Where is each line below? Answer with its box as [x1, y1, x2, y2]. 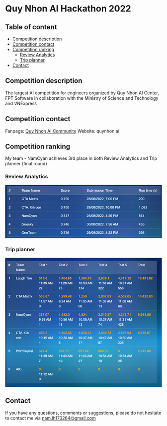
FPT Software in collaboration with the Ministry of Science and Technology [5, 95, 159, 101]
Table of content [5, 23, 57, 31]
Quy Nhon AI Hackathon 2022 [5, 3, 132, 14]
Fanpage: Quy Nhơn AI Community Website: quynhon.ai [5, 128, 120, 134]
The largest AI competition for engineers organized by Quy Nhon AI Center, [5, 90, 159, 96]
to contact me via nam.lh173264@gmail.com [5, 415, 96, 421]
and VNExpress [5, 100, 37, 106]
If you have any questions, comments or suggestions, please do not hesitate [5, 410, 162, 416]
